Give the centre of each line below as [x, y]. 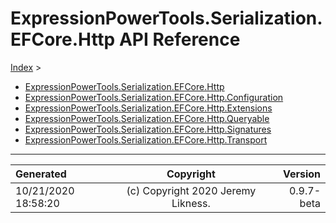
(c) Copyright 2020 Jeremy [191, 190]
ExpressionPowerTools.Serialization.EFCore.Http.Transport [146, 139]
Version [301, 174]
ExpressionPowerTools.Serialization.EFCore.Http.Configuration [154, 97]
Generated [41, 174]
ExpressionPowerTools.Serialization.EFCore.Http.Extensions [148, 108]
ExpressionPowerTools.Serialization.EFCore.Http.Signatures [148, 129]
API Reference [179, 39]
